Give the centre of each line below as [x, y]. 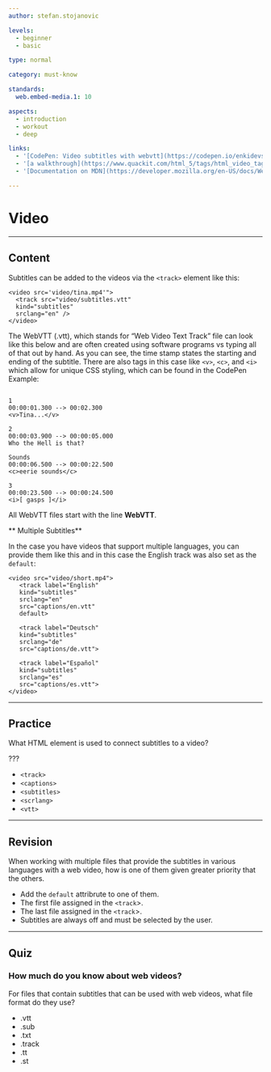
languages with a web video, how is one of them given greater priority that [132, 870]
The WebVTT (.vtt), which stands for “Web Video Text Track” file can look [131, 336]
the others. [27, 879]
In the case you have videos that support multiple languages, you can [124, 546]
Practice [30, 724]
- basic [29, 45]
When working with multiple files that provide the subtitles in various [122, 862]
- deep [27, 134]
